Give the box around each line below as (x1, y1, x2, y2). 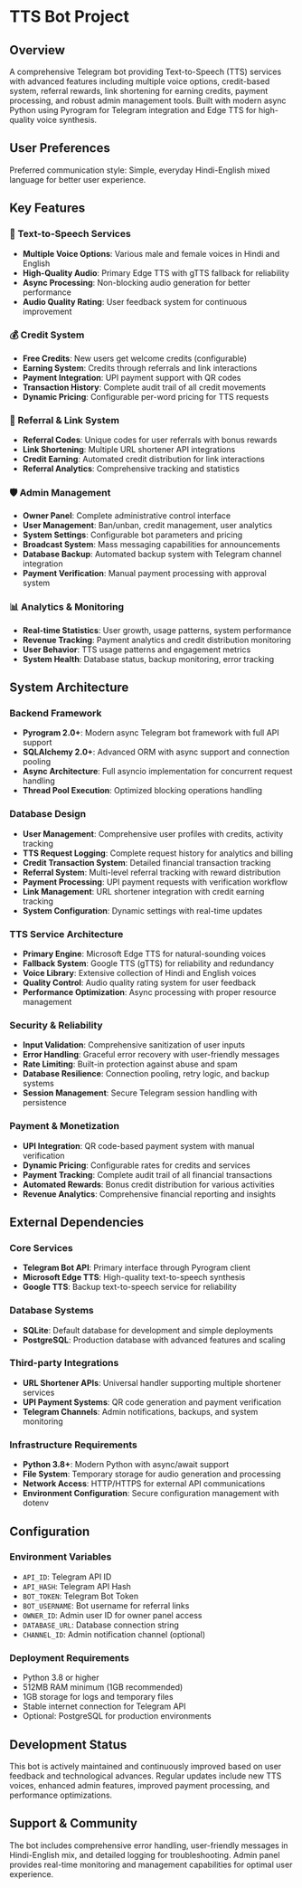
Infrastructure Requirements (9, 1438, 138, 1451)
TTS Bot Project (9, 6, 129, 27)
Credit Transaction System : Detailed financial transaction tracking (22, 857, 271, 868)
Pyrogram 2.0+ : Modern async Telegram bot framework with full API (22, 727, 280, 738)
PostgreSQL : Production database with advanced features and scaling (22, 1334, 287, 1345)
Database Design (9, 808, 87, 821)
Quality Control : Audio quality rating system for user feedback (22, 977, 256, 988)
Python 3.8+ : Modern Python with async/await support (22, 1459, 230, 1470)
